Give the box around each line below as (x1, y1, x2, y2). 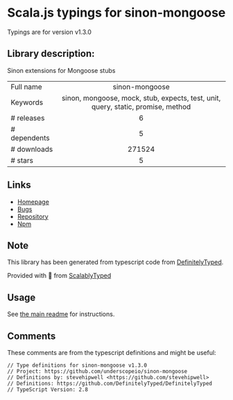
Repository (17, 212, 49, 220)
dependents (10, 133, 50, 143)
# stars (10, 155, 33, 165)
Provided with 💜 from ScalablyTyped (7, 272, 112, 280)
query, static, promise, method (91, 102, 191, 112)
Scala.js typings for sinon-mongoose (7, 5, 226, 21)
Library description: (7, 48, 95, 60)
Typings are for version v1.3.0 (7, 28, 92, 36)
